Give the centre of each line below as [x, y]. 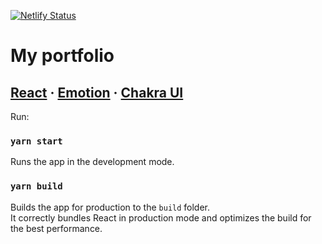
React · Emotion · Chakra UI [97, 92]
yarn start [36, 141]
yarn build [36, 186]
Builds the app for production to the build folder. [110, 207]
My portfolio [62, 56]
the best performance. [56, 228]
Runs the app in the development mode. [92, 162]
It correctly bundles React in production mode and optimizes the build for [161, 217]
